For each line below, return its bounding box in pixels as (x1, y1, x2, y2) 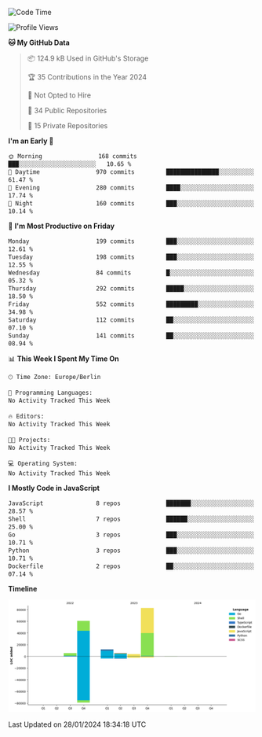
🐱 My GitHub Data (8, 38, 71, 47)
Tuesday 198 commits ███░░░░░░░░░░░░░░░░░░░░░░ (8, 253, 255, 261)
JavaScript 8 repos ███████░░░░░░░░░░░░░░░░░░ (8, 499, 255, 507)
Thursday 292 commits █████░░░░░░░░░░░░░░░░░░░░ (8, 285, 255, 293)
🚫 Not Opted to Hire (27, 90, 92, 100)
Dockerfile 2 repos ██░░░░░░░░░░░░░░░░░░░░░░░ (8, 562, 255, 570)
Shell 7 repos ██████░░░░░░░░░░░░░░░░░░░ (8, 515, 255, 523)
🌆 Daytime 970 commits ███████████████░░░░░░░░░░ (8, 168, 255, 176)
